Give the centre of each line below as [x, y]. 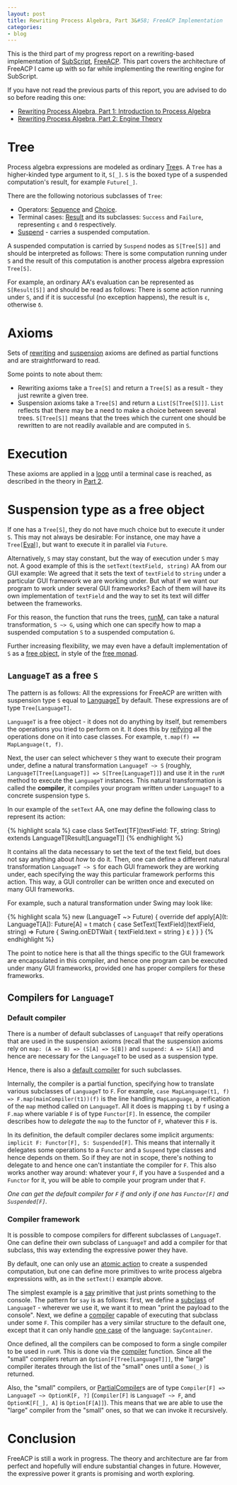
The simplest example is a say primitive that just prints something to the [112, 1292]
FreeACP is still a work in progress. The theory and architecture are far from [118, 1458]
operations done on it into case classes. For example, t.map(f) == [103, 736]
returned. [21, 1374]
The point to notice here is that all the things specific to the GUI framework [116, 952]
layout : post [27, 14]
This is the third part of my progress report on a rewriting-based [101, 54]
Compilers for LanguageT [61, 998]
